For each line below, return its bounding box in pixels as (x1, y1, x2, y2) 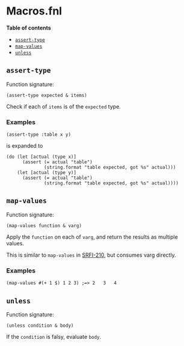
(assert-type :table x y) (6, 131, 71, 138)
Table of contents (6, 24, 51, 31)
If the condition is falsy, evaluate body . (6, 333, 102, 340)
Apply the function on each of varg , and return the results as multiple (6, 233, 179, 241)
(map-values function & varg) (6, 222, 82, 228)
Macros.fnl (6, 4, 62, 18)
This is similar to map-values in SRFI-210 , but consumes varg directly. (6, 251, 176, 259)
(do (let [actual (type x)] (6, 154, 77, 160)
